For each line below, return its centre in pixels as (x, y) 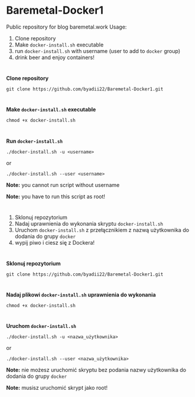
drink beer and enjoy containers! (55, 57)
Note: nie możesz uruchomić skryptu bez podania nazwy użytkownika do (96, 370)
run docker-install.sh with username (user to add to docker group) (97, 51)
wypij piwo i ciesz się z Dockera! (55, 242)
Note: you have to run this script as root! (56, 196)
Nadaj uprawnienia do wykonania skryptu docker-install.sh (89, 223)
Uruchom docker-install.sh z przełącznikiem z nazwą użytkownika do (102, 230)
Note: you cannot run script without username (63, 185)
